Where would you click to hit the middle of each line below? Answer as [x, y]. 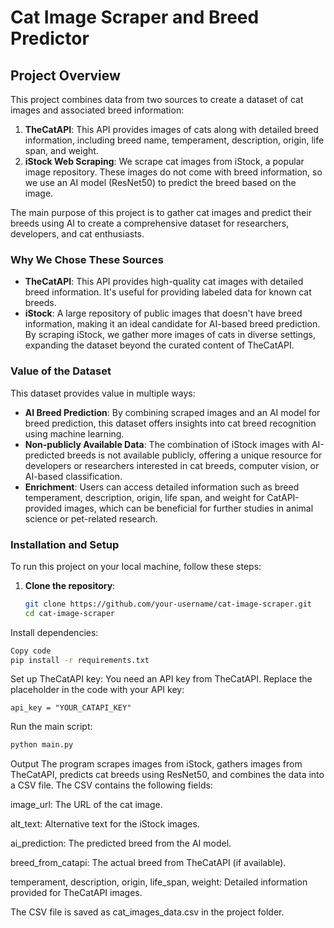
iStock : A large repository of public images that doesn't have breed [163, 313]
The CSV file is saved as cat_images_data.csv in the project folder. [147, 912]
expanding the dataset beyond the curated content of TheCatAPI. [159, 345]
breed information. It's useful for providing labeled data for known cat [168, 292]
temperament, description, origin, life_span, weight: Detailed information [159, 882]
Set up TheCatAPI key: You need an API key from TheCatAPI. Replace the [161, 679]
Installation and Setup [65, 544]
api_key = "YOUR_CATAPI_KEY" [71, 708]
